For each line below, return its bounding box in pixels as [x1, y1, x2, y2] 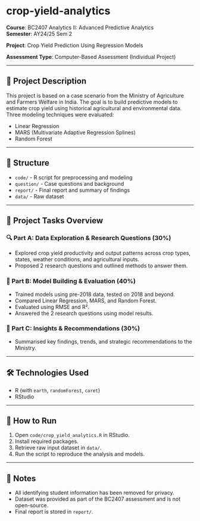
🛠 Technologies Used [6, 368, 89, 378]
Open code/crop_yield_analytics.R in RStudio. [14, 432, 130, 439]
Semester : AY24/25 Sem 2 [6, 30, 73, 37]
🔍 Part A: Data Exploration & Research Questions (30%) [6, 233, 171, 242]
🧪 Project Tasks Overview [6, 216, 103, 226]
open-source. [14, 502, 49, 509]
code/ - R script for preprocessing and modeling [14, 174, 133, 181]
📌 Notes [6, 473, 36, 483]
